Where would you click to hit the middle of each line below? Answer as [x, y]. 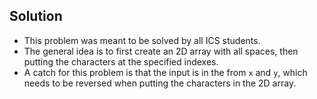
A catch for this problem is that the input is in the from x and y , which [165, 72]
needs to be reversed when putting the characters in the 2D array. [160, 83]
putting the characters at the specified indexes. [121, 61]
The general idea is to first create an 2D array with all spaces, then [161, 51]
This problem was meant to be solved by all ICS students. [142, 40]
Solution [36, 16]
